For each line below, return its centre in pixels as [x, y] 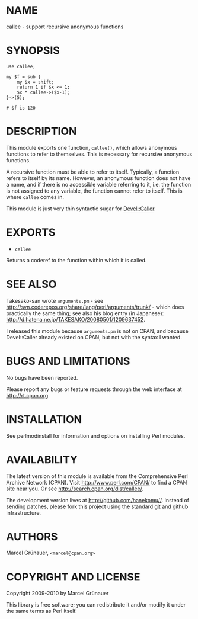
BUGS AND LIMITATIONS [68, 361]
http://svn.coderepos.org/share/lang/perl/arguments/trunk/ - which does [95, 307]
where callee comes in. [35, 197]
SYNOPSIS [33, 51]
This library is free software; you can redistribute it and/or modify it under [96, 605]
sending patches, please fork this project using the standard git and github [97, 506]
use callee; [21, 66]
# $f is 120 [21, 108]
